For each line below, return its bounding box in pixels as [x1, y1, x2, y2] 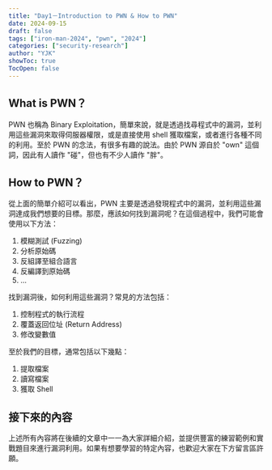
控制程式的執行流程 [19, 309, 85, 320]
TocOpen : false [8, 65, 60, 73]
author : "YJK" [8, 49, 57, 57]
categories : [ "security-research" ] [8, 42, 129, 50]
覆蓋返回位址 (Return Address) [19, 320, 123, 329]
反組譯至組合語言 [19, 256, 78, 266]
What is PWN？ [8, 96, 87, 110]
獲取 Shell [19, 384, 53, 394]
